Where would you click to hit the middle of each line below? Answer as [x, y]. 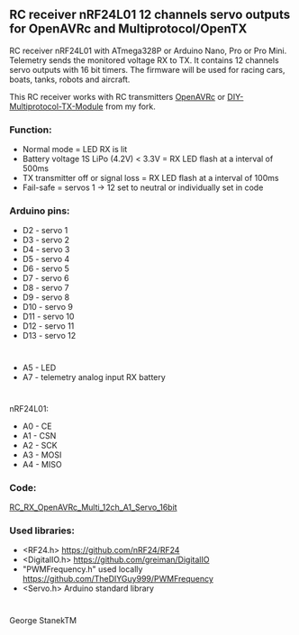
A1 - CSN [39, 435]
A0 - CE [37, 426]
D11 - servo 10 [48, 317]
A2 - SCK [40, 445]
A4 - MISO [42, 464]
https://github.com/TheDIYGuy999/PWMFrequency [118, 579]
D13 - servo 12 [49, 336]
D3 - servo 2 [46, 240]
